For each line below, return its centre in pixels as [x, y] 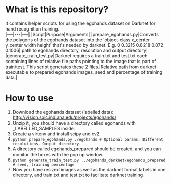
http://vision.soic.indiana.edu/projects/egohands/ [64, 117]
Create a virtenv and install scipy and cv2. [56, 134]
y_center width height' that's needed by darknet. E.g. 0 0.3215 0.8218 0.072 [84, 45]
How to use [30, 98]
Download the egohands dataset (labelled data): [63, 112]
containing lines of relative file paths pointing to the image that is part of [81, 61]
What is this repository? [57, 9]
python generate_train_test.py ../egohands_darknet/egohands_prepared [89, 160]
